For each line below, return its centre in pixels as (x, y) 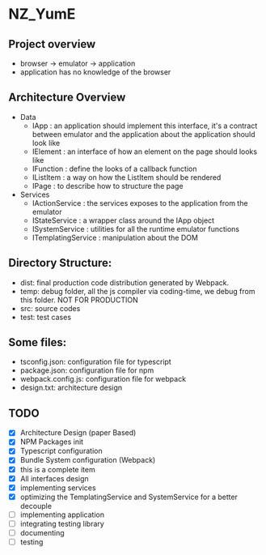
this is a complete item (57, 469)
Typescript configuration (61, 451)
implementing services (58, 488)
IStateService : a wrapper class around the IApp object (123, 220)
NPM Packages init (51, 442)
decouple (36, 506)
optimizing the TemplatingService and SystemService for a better (129, 497)
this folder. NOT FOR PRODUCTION (79, 300)
